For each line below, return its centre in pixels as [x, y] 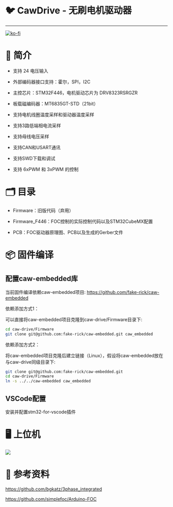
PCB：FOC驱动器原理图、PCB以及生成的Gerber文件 [68, 232]
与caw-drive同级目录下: [30, 362]
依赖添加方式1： [22, 308]
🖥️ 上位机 [23, 435]
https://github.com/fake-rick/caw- [123, 292]
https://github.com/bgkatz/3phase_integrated [54, 489]
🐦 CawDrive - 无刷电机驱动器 [69, 11]
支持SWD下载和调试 [34, 158]
